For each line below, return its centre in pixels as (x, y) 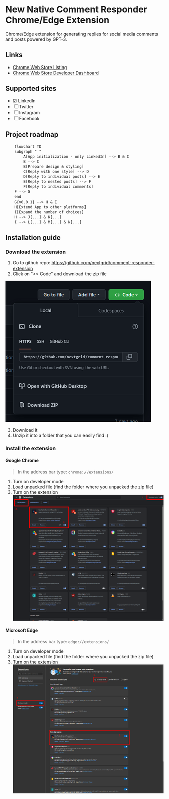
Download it (25, 430)
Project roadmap (32, 134)
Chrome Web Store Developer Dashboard (56, 73)
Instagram (29, 112)
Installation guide (33, 238)
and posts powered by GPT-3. (36, 39)
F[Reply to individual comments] (58, 187)
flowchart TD (28, 147)
